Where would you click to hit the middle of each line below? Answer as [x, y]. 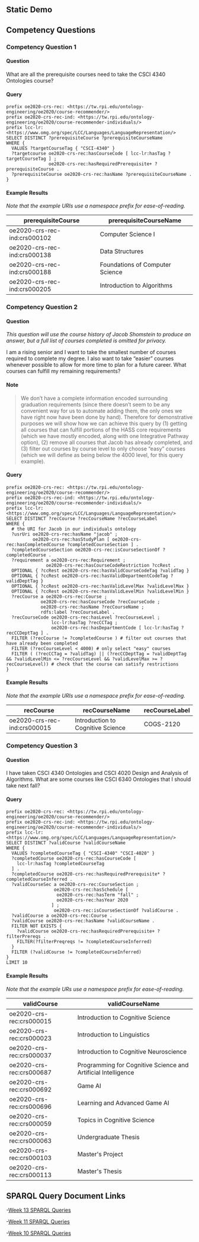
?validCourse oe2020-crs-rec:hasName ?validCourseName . [83, 921]
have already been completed [42, 643]
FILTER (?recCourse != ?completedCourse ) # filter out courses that [99, 638]
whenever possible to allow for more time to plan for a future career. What [96, 365]
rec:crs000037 [31, 1055]
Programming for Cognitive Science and [133, 1065]
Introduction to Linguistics [113, 1035]
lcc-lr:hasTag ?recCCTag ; [84, 622]
